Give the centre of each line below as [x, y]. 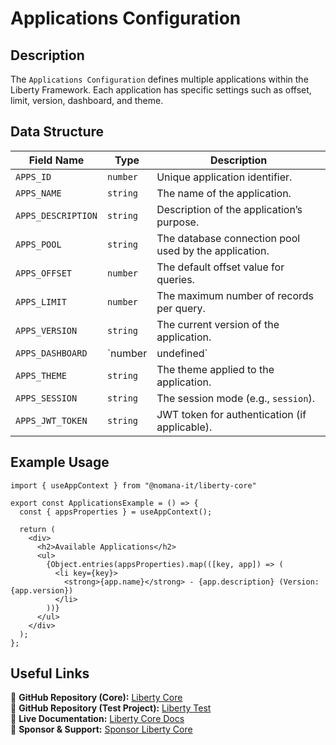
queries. [175, 279]
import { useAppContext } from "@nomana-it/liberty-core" [133, 485]
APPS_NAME [38, 193]
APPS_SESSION [46, 398]
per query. [181, 308]
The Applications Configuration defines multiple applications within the [159, 79]
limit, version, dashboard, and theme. [87, 100]
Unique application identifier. [224, 177]
